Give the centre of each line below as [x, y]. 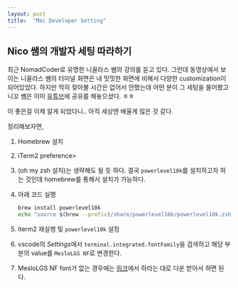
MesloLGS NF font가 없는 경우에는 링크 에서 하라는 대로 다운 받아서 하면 [117, 268]
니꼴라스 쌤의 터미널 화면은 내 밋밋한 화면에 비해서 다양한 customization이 [123, 78]
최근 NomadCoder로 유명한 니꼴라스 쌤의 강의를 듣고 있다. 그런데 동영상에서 [113, 70]
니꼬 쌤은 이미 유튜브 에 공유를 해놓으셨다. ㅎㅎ [71, 96]
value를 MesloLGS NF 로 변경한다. [76, 253]
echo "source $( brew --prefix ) [64, 215]
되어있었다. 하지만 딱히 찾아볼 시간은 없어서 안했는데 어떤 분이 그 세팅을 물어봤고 [118, 87]
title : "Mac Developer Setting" [57, 21]
